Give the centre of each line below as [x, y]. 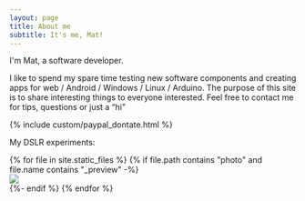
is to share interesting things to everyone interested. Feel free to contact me [152, 97]
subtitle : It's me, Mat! [56, 35]
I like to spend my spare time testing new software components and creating [153, 78]
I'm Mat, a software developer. [66, 61]
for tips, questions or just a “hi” [67, 107]
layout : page [34, 18]
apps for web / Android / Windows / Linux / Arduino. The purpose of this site [153, 88]
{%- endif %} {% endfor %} [61, 188]
